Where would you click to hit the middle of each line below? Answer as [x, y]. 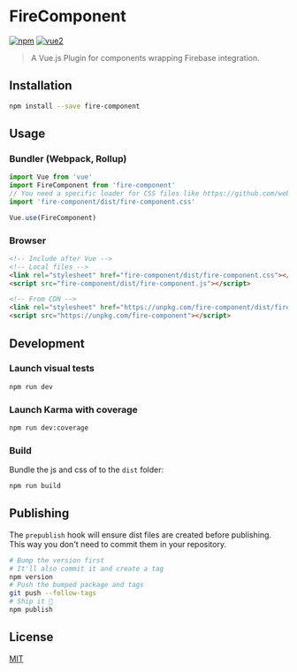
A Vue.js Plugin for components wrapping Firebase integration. [145, 57]
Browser [28, 241]
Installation [41, 86]
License [31, 637]
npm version [31, 577]
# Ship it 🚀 [31, 602]
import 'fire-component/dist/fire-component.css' [103, 202]
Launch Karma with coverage [74, 409]
